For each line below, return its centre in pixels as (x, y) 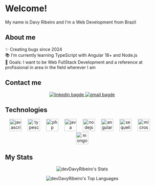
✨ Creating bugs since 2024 (34, 49)
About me (20, 37)
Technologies (26, 110)
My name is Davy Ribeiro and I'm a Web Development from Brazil (71, 22)
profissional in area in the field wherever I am (51, 67)
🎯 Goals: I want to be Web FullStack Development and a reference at (74, 62)
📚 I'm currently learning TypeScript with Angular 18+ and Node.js (71, 55)
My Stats (19, 157)
